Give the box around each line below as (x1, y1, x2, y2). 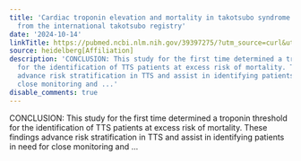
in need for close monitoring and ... (9, 140, 139, 152)
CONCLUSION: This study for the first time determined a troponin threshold (9, 113, 288, 123)
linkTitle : (9, 38, 50, 47)
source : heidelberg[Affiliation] (9, 47, 134, 55)
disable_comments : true (9, 88, 99, 97)
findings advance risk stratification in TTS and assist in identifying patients (9, 131, 285, 142)
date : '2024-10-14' (9, 30, 82, 38)
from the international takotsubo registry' (17, 21, 186, 30)
